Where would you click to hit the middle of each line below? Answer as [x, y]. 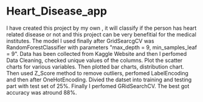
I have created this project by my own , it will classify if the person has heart [101, 28]
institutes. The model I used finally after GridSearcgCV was [80, 41]
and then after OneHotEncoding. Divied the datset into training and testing [99, 80]
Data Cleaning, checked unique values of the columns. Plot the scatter [95, 60]
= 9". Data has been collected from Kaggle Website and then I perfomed [97, 53]
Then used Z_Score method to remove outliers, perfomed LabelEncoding [97, 73]
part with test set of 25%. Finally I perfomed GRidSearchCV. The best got [98, 86]
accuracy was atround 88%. [42, 92]
